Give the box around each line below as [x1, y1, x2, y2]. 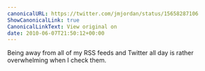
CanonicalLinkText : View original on [7, 23, 118, 30]
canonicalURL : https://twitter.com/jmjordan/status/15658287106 [7, 10, 199, 17]
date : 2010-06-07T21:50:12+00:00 [7, 29, 105, 37]
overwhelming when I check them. [7, 56, 107, 65]
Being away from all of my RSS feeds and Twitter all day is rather [7, 49, 194, 57]
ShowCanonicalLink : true [7, 17, 80, 24]
